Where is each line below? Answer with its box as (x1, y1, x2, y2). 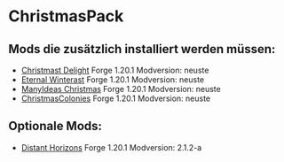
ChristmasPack (8, 6, 124, 27)
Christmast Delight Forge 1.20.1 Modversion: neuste (20, 65, 209, 75)
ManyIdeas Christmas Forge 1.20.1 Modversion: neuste (20, 84, 221, 94)
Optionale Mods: (8, 119, 103, 134)
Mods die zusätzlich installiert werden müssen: (8, 42, 276, 57)
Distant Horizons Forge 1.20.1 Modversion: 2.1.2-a (20, 142, 202, 152)
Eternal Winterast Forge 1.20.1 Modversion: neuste (20, 74, 205, 85)
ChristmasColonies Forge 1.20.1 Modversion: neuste (20, 93, 211, 104)
